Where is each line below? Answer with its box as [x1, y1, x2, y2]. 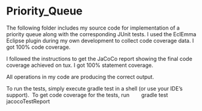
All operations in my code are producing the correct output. [6, 73, 154, 80]
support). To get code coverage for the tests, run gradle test [6, 91, 168, 98]
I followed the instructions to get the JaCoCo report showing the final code [6, 55, 192, 62]
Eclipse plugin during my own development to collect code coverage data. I [6, 37, 194, 44]
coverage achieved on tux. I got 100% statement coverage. [6, 62, 154, 69]
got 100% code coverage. [6, 43, 71, 51]
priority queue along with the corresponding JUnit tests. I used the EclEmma [6, 30, 197, 37]
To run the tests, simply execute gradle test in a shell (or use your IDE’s [6, 84, 183, 92]
